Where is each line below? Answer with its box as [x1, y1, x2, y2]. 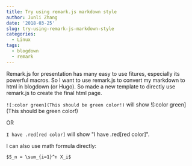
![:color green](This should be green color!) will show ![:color [6, 100, 169, 108]
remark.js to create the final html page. [6, 89, 102, 96]
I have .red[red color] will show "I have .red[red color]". [6, 131, 150, 138]
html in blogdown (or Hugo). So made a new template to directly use [6, 82, 176, 90]
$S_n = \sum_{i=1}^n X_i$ [6, 154, 71, 160]
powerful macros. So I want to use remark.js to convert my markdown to [6, 76, 185, 84]
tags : [6, 43, 20, 49]
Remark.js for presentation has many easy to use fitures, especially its [6, 70, 180, 77]
